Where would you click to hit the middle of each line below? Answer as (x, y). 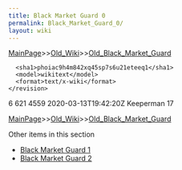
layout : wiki (30, 30)
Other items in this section (51, 134)
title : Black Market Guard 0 (57, 16)
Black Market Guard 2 (56, 158)
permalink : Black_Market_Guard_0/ (66, 23)
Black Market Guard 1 (55, 150)
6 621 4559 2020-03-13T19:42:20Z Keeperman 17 (91, 104)
